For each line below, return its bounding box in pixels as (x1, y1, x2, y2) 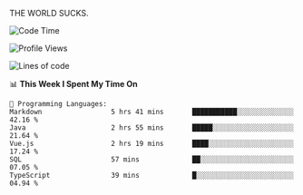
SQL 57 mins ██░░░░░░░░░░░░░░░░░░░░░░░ (9, 155, 295, 164)
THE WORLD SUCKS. (9, 8, 89, 18)
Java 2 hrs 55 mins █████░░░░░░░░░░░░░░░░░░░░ (9, 123, 295, 132)
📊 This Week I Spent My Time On (9, 79, 138, 89)
